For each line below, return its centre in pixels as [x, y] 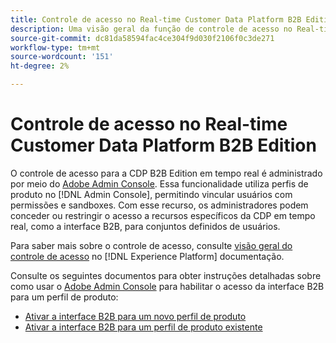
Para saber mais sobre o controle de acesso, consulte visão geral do [151, 245]
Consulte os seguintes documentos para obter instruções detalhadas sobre [166, 275]
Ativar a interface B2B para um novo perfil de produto [135, 316]
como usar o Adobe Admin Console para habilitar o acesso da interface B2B [167, 286]
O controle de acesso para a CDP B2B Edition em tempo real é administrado [166, 173]
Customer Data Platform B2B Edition [163, 145]
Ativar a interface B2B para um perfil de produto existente [143, 327]
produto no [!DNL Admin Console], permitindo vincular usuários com [151, 194]
